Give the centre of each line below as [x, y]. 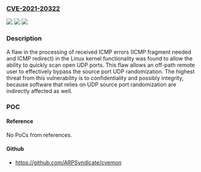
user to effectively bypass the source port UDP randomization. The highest [100, 71]
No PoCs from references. [39, 135]
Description [24, 39]
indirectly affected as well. [39, 91]
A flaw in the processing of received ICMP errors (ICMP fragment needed [99, 52]
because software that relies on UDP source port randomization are [91, 84]
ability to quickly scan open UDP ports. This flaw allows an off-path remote [101, 65]
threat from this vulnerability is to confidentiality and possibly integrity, [95, 78]
